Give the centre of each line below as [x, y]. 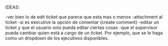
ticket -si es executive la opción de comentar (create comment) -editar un [82, 22]
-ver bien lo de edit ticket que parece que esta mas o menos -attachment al [84, 17]
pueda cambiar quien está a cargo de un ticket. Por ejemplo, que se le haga [84, 33]
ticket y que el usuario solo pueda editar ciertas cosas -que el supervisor [81, 27]
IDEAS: [12, 7]
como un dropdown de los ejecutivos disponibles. [57, 38]
